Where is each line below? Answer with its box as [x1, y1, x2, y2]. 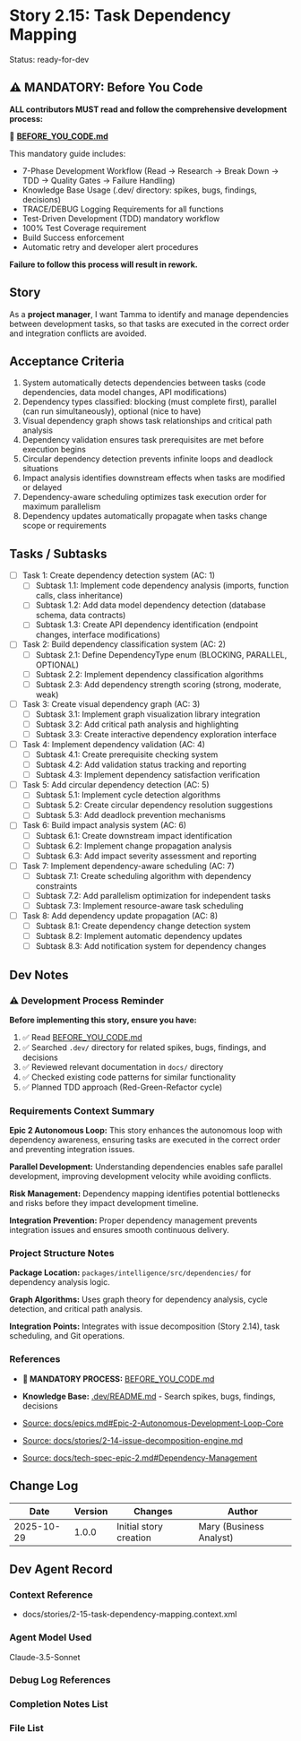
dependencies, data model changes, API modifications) [21, 387, 228, 398]
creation [116, 1531, 152, 1544]
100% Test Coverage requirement [21, 222, 147, 233]
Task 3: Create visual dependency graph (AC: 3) [21, 698, 201, 709]
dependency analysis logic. [9, 1277, 110, 1288]
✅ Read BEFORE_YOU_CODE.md [21, 1031, 143, 1042]
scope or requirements [21, 521, 107, 531]
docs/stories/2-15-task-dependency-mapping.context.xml [21, 1609, 237, 1620]
